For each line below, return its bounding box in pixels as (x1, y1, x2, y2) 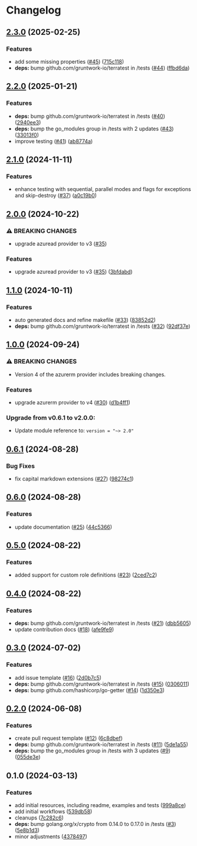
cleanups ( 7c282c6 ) (14, 814, 64, 821)
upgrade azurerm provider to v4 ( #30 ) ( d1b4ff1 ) (14, 399, 131, 406)
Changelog (6, 4, 61, 17)
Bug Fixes (6, 462, 35, 470)
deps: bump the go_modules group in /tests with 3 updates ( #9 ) (14, 747, 171, 755)
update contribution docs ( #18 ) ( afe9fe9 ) (14, 626, 114, 633)
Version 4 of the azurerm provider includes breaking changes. (14, 371, 166, 378)
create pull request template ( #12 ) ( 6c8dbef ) (14, 735, 123, 742)
